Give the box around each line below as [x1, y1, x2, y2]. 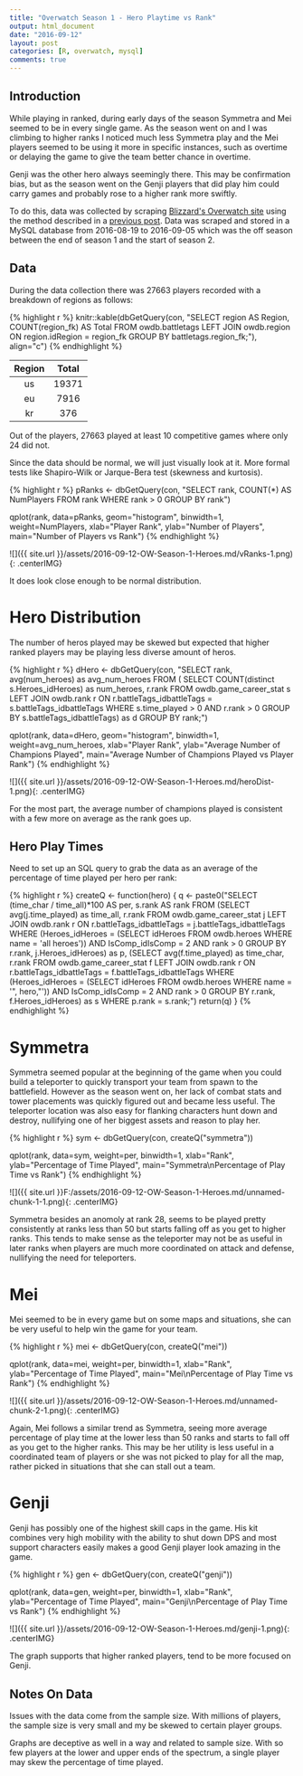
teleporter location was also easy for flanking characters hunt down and [9, 1106, 278, 1116]
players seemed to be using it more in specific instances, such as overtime [9, 141, 288, 152]
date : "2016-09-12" [9, 30, 83, 39]
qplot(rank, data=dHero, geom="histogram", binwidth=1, [9, 729, 220, 740]
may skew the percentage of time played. [9, 1757, 164, 1767]
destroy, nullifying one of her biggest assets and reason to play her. [9, 1115, 260, 1126]
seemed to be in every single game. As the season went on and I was [9, 122, 268, 133]
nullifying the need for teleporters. [9, 1252, 137, 1263]
